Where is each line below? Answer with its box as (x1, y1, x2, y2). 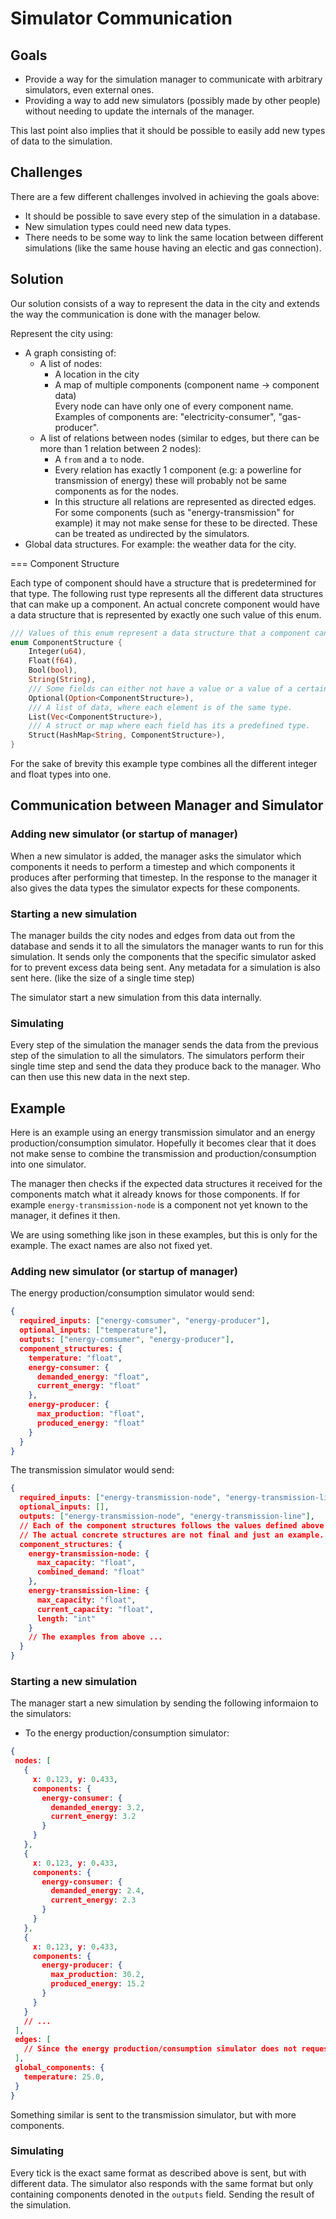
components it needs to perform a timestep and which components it (10, 860, 296, 872)
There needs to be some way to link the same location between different (24, 231, 324, 243)
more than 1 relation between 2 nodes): (39, 442, 202, 454)
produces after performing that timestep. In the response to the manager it (10, 871, 318, 883)
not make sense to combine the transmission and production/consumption (10, 1148, 317, 1160)
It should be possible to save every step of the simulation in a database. (24, 210, 321, 222)
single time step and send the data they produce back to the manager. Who (10, 1060, 322, 1072)
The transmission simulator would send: (10, 1464, 175, 1476)
